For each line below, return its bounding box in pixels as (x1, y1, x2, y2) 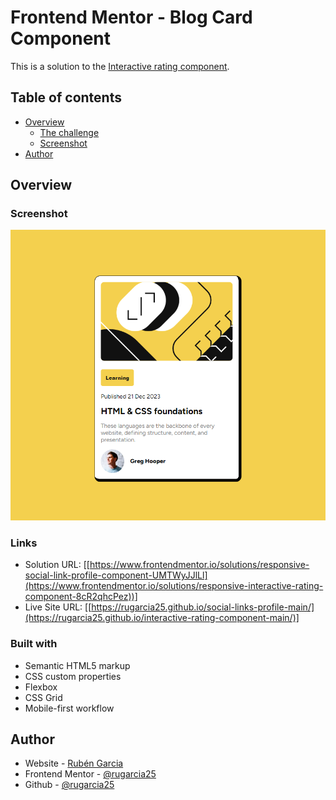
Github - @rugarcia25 (24, 779, 115, 791)
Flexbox (24, 681, 58, 693)
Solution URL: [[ (24, 559, 90, 571)
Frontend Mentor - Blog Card (10, 6, 253, 29)
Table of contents (10, 89, 122, 106)
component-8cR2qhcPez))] (24, 591, 138, 603)
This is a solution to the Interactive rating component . (10, 60, 230, 72)
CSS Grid (24, 691, 63, 703)
